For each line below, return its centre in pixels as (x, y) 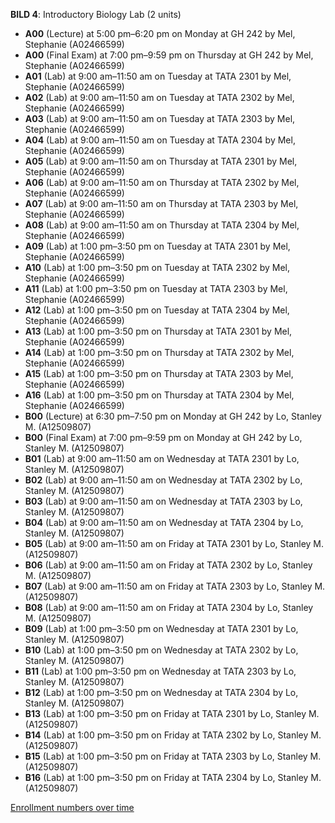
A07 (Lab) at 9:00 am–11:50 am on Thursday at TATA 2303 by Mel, (161, 203)
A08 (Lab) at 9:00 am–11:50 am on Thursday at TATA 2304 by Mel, (162, 225)
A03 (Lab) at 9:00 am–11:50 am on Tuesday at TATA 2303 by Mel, (160, 118)
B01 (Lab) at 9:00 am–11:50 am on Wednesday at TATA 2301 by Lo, (162, 458)
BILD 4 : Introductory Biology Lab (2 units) (96, 14)
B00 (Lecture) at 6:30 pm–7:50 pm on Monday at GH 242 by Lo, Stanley (173, 416)
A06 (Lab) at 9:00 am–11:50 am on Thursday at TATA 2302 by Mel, (162, 182)
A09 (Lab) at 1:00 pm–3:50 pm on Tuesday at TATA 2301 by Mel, (157, 246)
